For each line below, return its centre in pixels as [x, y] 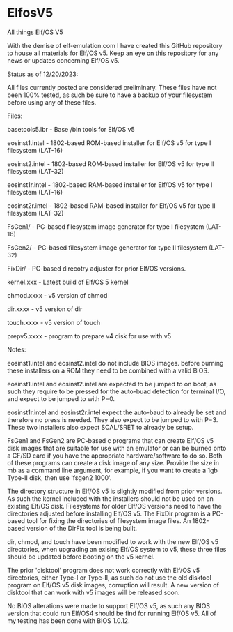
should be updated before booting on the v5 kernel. [81, 557]
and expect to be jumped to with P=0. [61, 398]
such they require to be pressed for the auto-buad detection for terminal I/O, [116, 391]
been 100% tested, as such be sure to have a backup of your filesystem [110, 95]
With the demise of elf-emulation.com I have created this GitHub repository [115, 45]
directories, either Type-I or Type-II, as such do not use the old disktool [110, 578]
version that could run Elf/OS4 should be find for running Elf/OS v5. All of [112, 613]
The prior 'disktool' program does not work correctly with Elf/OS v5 [104, 570]
